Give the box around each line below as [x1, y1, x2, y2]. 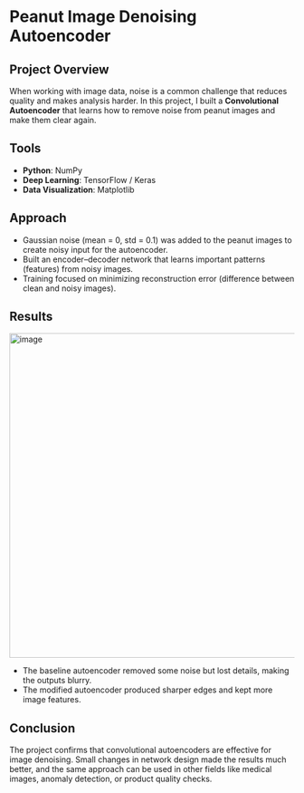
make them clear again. [9, 115, 97, 125]
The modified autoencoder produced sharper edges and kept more [22, 684, 273, 695]
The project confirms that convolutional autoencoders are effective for [9, 745, 271, 756]
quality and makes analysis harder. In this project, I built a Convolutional [9, 95, 279, 106]
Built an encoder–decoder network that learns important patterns [22, 254, 265, 265]
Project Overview [9, 62, 109, 77]
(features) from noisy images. [22, 263, 134, 274]
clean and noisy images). [22, 283, 117, 294]
